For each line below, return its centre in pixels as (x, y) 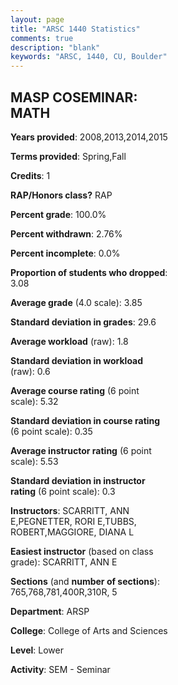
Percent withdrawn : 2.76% (66, 233)
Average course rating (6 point (75, 390)
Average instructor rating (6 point (81, 450)
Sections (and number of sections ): (85, 581)
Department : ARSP (50, 611)
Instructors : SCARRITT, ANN (70, 510)
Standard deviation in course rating (85, 420)
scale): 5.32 (34, 401)
